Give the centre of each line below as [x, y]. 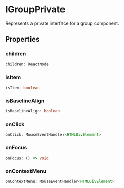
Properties [22, 39]
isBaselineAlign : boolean [33, 111]
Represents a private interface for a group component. [62, 23]
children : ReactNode [27, 64]
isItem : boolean [22, 88]
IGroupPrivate [35, 9]
